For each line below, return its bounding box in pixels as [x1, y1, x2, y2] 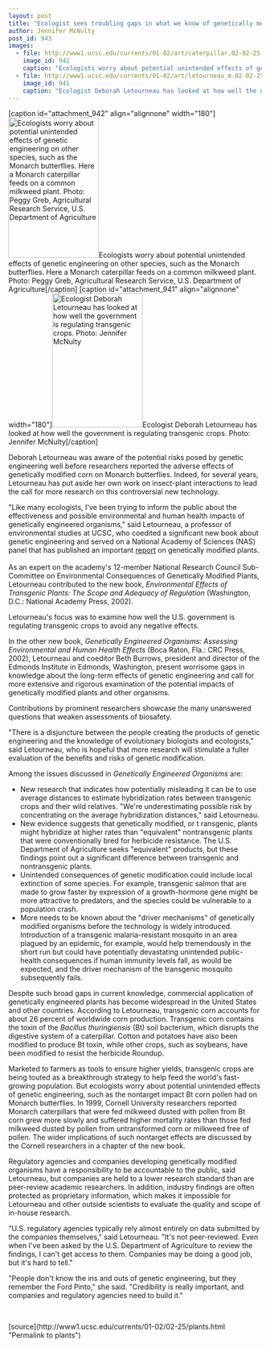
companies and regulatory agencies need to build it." [8, 1291, 183, 1300]
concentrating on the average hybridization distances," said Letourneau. [19, 811, 260, 820]
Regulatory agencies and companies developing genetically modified [8, 1157, 237, 1167]
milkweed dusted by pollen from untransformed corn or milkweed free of [8, 1124, 250, 1134]
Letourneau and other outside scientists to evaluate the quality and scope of [8, 1200, 261, 1209]
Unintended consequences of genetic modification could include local [19, 870, 253, 880]
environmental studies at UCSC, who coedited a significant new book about [8, 529, 259, 538]
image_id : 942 [22, 57, 70, 65]
